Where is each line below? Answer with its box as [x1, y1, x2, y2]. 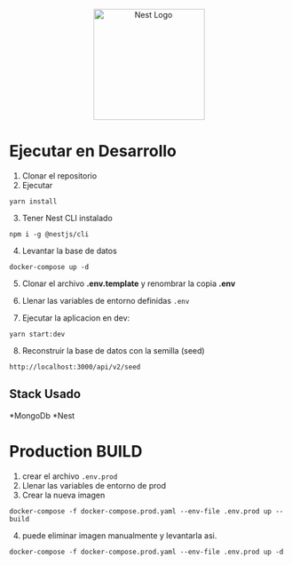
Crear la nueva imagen [21, 489, 106, 500]
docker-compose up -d [9, 262, 90, 271]
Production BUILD [9, 441, 143, 461]
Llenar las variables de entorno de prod [21, 480, 167, 490]
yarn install [9, 196, 58, 206]
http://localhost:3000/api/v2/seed [9, 362, 141, 371]
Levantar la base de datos [21, 245, 117, 256]
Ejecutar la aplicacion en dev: [21, 312, 130, 323]
